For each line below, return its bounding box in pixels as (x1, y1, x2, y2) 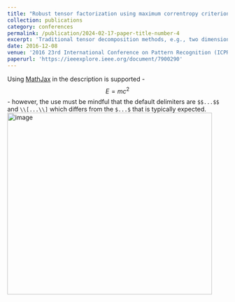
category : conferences (7, 23, 73, 30)
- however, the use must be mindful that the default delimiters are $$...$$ (7, 98, 220, 106)
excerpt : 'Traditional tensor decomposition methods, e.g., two (7, 36, 199, 43)
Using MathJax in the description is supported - (7, 75, 145, 83)
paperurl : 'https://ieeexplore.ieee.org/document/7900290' (7, 56, 183, 63)
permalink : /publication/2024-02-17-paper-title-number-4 (7, 29, 180, 37)
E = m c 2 (105, 85, 130, 95)
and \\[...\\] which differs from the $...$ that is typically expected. (7, 105, 206, 114)
